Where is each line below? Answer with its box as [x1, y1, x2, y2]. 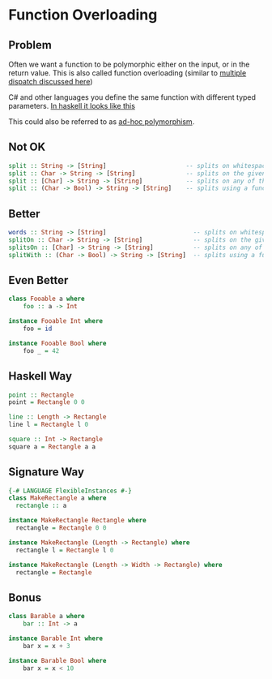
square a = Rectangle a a [8, 442, 96, 451]
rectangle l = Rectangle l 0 [15, 546, 114, 554]
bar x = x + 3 [23, 642, 70, 650]
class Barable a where [8, 612, 85, 621]
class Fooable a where [8, 294, 85, 303]
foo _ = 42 [23, 346, 60, 355]
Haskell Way [8, 369, 73, 383]
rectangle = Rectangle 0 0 [15, 524, 107, 532]
